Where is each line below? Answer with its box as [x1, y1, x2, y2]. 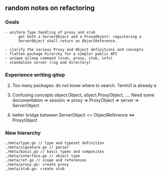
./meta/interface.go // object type [5, 153, 80, 159]
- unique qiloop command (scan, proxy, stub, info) [5, 56, 113, 60]
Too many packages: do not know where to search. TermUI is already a [12, 82, 157, 88]
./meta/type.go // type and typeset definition [5, 141, 105, 146]
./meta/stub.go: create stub [5, 167, 65, 172]
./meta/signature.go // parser [5, 145, 69, 150]
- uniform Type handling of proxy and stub [5, 29, 96, 35]
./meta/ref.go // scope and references [5, 158, 87, 163]
